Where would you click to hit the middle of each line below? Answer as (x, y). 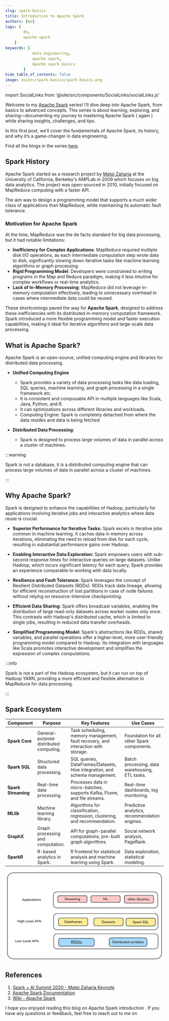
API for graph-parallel (93, 831)
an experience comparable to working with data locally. (70, 570)
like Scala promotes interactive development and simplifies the (77, 648)
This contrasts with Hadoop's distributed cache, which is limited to (81, 617)
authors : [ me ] (20, 21)
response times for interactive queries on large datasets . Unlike (95, 560)
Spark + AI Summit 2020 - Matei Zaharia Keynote (63, 987)
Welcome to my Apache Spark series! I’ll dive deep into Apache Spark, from (84, 105)
